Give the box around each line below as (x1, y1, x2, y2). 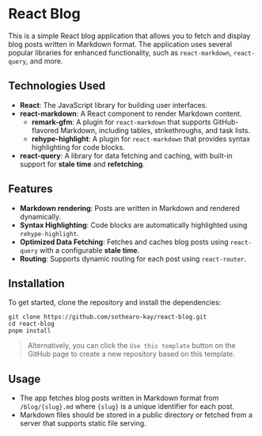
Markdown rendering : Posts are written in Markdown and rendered (19, 203, 240, 212)
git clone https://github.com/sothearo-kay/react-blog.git (8, 313, 207, 321)
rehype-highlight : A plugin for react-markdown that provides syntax (31, 134, 251, 143)
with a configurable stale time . (39, 245, 140, 254)
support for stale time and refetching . (19, 159, 145, 169)
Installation (8, 277, 65, 290)
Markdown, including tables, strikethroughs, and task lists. (60, 125, 251, 135)
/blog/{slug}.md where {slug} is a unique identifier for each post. (19, 402, 235, 411)
